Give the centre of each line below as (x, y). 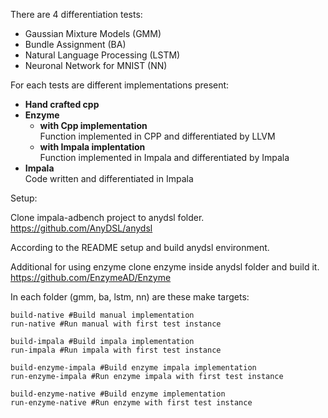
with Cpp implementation (93, 125)
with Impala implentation (92, 147)
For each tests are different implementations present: (120, 85)
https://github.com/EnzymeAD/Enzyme (91, 277)
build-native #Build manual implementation (102, 315)
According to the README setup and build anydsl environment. (140, 247)
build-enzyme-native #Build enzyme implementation (118, 394)
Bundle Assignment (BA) (75, 44)
